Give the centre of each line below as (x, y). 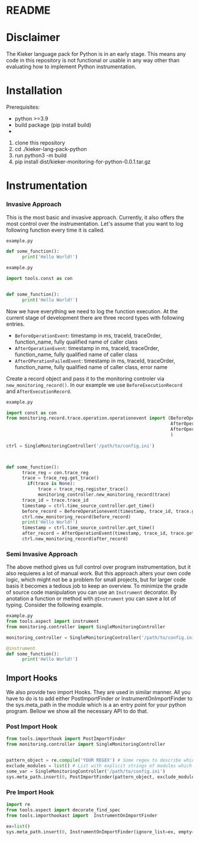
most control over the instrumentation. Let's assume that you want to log (95, 223)
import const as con (32, 413)
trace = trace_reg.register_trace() (83, 489)
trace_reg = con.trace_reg (55, 473)
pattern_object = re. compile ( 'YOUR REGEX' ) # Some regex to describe (94, 760)
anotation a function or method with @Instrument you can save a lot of (91, 599)
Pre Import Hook (30, 792)
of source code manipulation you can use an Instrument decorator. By (92, 593)
